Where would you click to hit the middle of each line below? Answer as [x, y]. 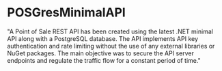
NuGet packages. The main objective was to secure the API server [101, 53]
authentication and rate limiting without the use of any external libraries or [111, 46]
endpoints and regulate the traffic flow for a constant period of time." [104, 60]
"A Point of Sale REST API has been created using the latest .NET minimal [110, 31]
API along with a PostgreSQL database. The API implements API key [103, 38]
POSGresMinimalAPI [67, 13]
